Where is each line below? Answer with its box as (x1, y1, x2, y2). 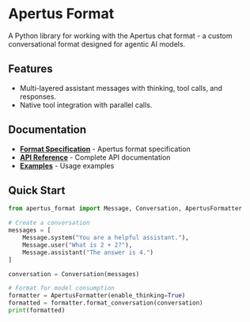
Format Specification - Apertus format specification (19, 144, 191, 153)
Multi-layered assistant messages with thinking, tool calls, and (19, 83, 223, 93)
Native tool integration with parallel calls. (19, 100, 153, 109)
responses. (19, 92, 57, 101)
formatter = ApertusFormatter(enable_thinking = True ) (8, 292, 186, 300)
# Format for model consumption (8, 284, 115, 293)
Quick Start (8, 184, 66, 197)
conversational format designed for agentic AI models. (8, 39, 186, 48)
